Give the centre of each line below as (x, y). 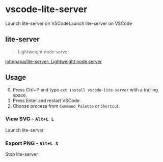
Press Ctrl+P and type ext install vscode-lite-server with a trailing (85, 89)
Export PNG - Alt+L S (32, 143)
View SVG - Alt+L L (30, 119)
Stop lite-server (22, 154)
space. (20, 95)
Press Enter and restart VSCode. (47, 101)
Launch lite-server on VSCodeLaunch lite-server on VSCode (69, 23)
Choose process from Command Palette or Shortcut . (66, 106)
